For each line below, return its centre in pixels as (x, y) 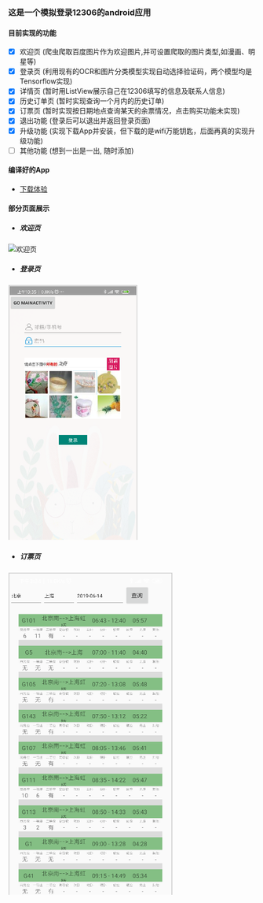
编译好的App (29, 170)
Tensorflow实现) (46, 81)
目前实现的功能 (32, 32)
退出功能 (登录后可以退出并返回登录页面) (85, 121)
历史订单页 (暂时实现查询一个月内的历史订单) (92, 101)
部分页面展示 (29, 208)
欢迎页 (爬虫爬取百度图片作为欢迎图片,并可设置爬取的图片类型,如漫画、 (134, 52)
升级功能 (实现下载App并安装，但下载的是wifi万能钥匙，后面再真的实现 (134, 131)
